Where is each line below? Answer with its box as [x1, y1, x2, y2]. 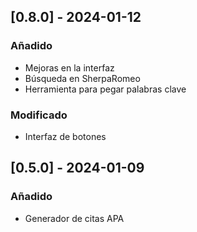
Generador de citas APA [24, 212, 125, 224]
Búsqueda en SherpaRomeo [24, 72, 141, 84]
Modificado [10, 108, 68, 122]
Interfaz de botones [24, 130, 107, 142]
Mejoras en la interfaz [24, 61, 115, 74]
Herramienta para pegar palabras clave [24, 83, 187, 95]
